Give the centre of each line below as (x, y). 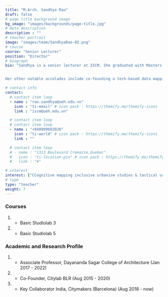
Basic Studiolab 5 (38, 233)
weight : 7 (15, 189)
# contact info (21, 88)
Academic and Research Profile (44, 246)
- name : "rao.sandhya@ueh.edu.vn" (47, 102)
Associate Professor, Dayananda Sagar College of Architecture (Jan (90, 263)
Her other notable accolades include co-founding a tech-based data (78, 79)
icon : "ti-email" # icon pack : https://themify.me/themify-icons (86, 106)
